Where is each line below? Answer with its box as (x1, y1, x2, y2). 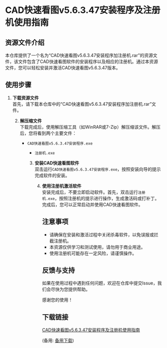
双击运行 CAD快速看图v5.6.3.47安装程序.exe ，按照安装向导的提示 (34, 166, 161, 172)
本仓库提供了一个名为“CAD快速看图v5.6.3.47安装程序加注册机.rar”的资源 (5, 53, 153, 58)
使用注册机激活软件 (42, 183, 82, 189)
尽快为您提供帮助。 (50, 286, 90, 292)
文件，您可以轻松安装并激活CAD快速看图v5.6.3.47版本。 (5, 65, 121, 70)
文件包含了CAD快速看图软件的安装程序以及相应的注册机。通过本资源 (18, 59, 158, 65)
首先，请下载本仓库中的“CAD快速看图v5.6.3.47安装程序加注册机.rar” (12, 101, 152, 107)
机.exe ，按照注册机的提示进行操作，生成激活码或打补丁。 (42, 195, 160, 201)
